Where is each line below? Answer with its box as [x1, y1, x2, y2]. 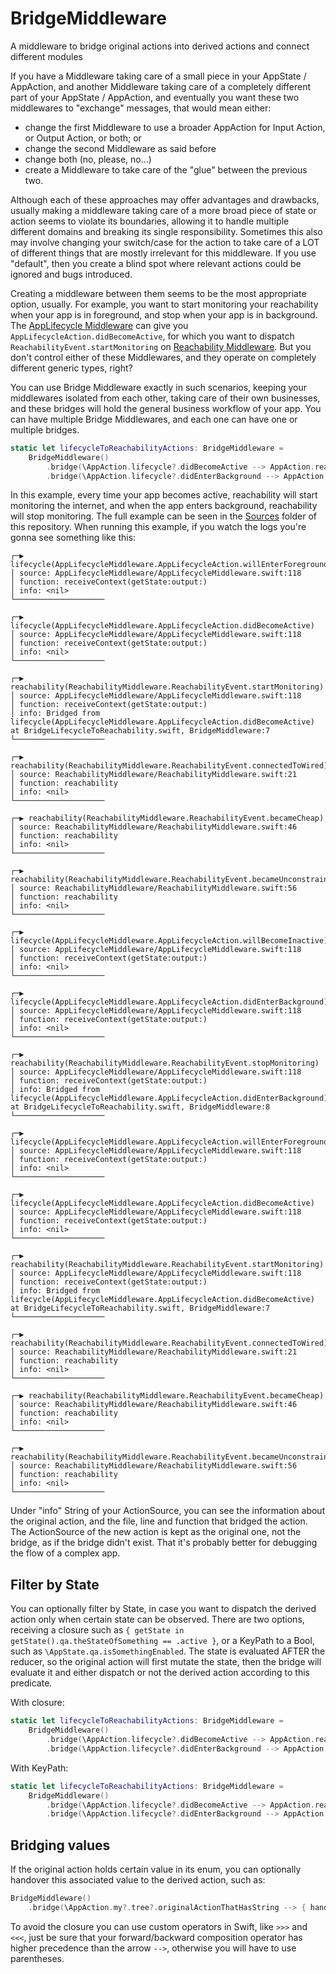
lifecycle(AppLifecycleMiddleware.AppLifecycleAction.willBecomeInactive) [10, 936, 329, 946]
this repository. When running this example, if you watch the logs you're [10, 521, 307, 533]
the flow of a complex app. [10, 1547, 121, 1559]
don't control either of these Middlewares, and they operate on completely [10, 351, 317, 363]
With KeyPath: [10, 1762, 69, 1774]
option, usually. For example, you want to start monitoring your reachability [10, 298, 319, 310]
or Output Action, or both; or [24, 132, 142, 144]
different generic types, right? [10, 362, 133, 374]
